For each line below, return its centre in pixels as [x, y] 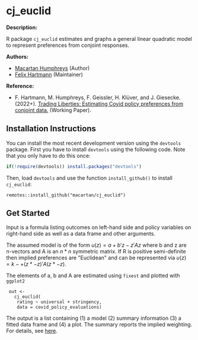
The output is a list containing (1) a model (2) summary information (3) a [94, 318]
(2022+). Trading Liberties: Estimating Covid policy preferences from [99, 104]
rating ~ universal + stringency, [59, 302]
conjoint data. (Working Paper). [53, 110]
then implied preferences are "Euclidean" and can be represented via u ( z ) [96, 258]
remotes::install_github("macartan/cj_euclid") [66, 195]
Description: [22, 27]
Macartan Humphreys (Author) [52, 68]
